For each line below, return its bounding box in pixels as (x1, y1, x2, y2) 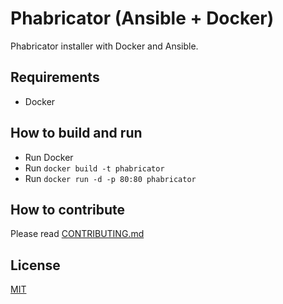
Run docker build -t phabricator (24, 162, 165, 174)
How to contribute (10, 201, 126, 218)
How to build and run (10, 125, 143, 142)
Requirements (10, 69, 100, 86)
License (10, 257, 61, 274)
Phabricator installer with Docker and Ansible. (10, 40, 199, 52)
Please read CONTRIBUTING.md (10, 228, 145, 240)
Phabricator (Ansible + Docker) (10, 7, 275, 30)
